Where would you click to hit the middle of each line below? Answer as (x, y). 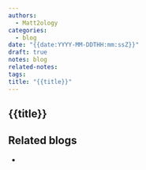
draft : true (28, 52)
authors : (22, 15)
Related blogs (43, 140)
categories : (28, 30)
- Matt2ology (37, 23)
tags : (17, 74)
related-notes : (33, 67)
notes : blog (28, 60)
